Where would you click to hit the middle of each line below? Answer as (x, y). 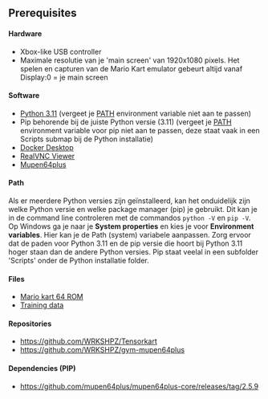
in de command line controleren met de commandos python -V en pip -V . (130, 218)
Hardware (25, 33)
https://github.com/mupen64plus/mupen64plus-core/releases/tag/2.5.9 (139, 386)
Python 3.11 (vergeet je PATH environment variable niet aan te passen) (135, 113)
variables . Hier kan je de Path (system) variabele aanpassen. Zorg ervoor (130, 235)
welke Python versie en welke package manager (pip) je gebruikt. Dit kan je (133, 209)
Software (24, 96)
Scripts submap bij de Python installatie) (87, 139)
